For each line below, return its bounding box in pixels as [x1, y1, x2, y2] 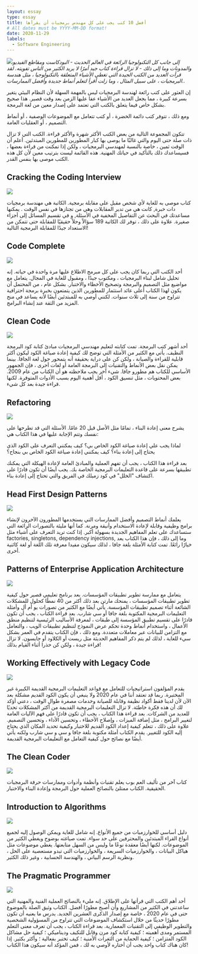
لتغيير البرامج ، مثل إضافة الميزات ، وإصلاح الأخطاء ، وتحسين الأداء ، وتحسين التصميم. [6, 716, 192, 723]
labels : [6, 36, 26, 42]
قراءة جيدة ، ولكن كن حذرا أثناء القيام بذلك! [6, 641, 101, 648]
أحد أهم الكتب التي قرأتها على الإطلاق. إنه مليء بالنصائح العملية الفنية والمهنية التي [6, 897, 186, 905]
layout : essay [6, 8, 42, 15]
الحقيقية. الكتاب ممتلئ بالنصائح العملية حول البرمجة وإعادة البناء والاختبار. [6, 785, 166, 792]
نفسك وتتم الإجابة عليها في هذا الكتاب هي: [6, 431, 99, 438]
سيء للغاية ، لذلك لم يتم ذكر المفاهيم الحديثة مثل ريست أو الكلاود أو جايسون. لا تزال [6, 635, 191, 642]
